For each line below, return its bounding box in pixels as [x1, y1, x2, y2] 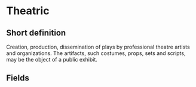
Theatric [6, 4, 50, 18]
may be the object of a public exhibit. [6, 56, 97, 63]
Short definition [6, 28, 66, 38]
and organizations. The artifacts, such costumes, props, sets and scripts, [6, 50, 186, 57]
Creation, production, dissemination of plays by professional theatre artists [6, 43, 190, 50]
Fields [6, 73, 30, 83]
